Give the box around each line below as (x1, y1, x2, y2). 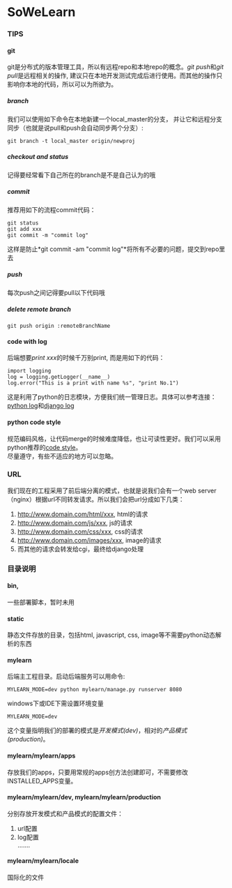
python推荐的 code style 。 (7, 443, 82, 451)
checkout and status (7, 152, 69, 160)
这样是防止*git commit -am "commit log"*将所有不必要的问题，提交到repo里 (7, 245, 226, 253)
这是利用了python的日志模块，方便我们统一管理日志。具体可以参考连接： (7, 393, 217, 401)
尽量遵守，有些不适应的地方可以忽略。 (7, 451, 117, 460)
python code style (7, 418, 61, 426)
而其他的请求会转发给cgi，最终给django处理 (17, 545, 144, 553)
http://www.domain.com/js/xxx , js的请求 (17, 518, 133, 527)
